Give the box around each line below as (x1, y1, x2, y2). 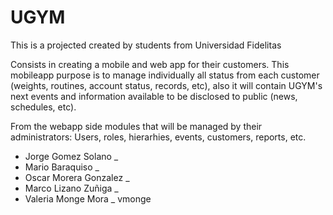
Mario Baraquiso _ (24, 161, 100, 173)
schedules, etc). (10, 101, 77, 113)
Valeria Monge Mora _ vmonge (24, 192, 152, 205)
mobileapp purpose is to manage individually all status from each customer (10, 69, 320, 81)
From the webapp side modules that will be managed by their (10, 120, 263, 132)
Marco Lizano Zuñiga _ (24, 182, 119, 194)
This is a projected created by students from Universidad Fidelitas (10, 39, 282, 51)
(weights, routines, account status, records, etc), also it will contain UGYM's (10, 79, 323, 91)
